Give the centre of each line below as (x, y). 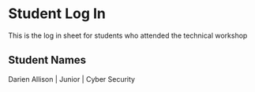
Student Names (47, 60)
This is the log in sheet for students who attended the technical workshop (128, 35)
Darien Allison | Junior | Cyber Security (72, 79)
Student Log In (57, 14)
